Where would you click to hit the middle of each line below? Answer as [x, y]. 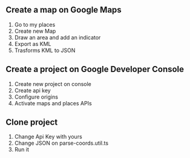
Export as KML [33, 44]
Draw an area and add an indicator [57, 37]
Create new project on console [53, 84]
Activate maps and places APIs [53, 103]
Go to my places [35, 24]
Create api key [32, 90]
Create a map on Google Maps [64, 10]
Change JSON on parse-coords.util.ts [61, 143]
